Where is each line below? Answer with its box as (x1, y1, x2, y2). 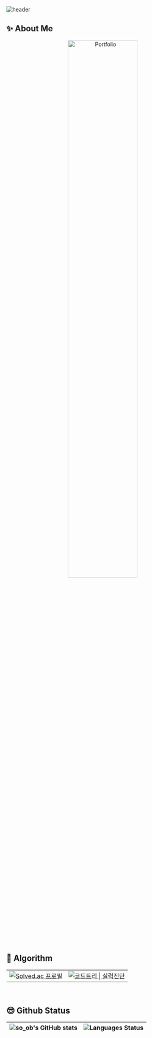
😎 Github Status (6, 1006, 70, 1016)
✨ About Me (6, 23, 53, 34)
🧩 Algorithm (6, 953, 53, 964)
